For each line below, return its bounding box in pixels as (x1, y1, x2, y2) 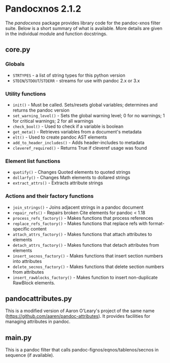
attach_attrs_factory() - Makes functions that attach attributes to (12, 231, 152, 237)
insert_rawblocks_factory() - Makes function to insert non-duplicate (12, 274, 158, 280)
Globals (5, 60, 25, 68)
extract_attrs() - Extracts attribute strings (12, 180, 103, 186)
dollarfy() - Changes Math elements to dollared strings (12, 175, 130, 181)
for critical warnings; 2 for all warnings (12, 118, 94, 124)
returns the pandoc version (12, 107, 70, 113)
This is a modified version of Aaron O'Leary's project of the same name (5, 308, 155, 314)
